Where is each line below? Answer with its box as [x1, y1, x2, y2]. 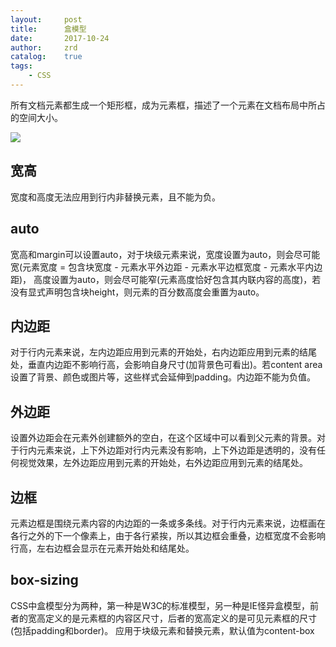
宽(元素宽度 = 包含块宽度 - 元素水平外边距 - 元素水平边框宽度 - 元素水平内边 [10, 261, 323, 273]
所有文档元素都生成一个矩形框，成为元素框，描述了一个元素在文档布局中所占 [10, 99, 326, 111]
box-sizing [10, 572, 79, 589]
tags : [10, 61, 33, 71]
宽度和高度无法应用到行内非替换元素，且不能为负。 [10, 191, 221, 203]
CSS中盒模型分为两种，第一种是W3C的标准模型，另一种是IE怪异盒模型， [10, 599, 311, 611]
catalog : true [10, 52, 83, 62]
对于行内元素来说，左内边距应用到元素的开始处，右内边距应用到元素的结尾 [10, 346, 317, 358]
